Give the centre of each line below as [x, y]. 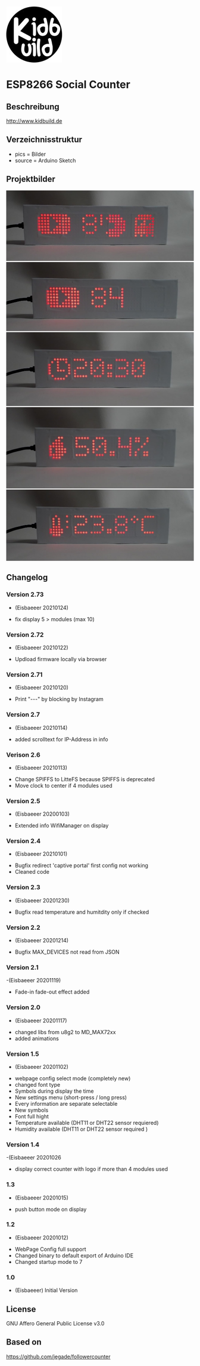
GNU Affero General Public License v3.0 [55, 1323]
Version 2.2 [23, 927]
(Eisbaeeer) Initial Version [46, 1290]
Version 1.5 [23, 1054]
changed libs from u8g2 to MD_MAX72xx [65, 1032]
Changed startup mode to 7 [49, 1262]
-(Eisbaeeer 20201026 [34, 1158]
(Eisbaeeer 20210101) [41, 854]
